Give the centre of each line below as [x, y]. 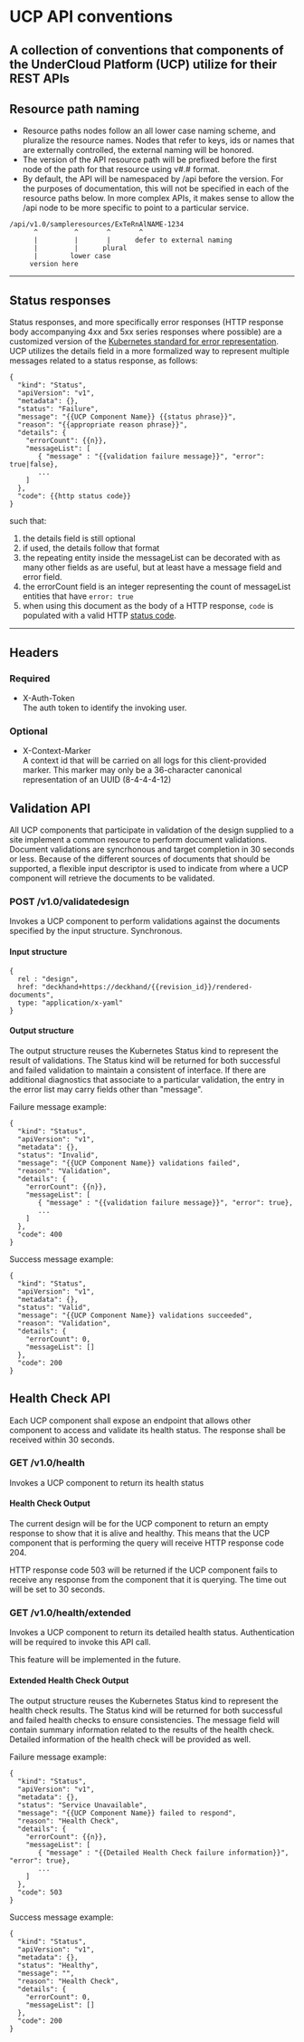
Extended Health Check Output [69, 1680]
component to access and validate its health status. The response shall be [148, 1430]
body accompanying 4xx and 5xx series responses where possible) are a [146, 332]
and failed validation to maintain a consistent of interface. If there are [138, 1070]
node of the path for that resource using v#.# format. [121, 169]
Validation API [50, 808]
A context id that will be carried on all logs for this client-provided [144, 761]
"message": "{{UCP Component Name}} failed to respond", [127, 1813]
